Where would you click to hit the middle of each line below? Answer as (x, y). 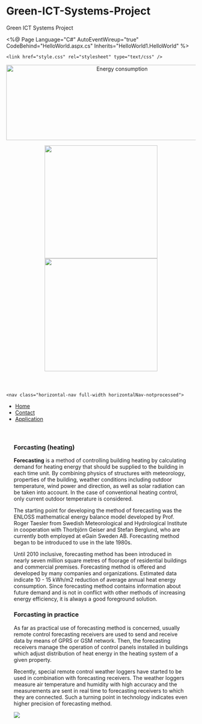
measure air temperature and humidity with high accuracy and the (96, 684)
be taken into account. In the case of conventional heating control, (96, 493)
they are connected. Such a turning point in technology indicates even (101, 697)
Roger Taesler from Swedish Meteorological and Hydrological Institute (101, 523)
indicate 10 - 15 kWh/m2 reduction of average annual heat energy (95, 580)
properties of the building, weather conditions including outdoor (93, 479)
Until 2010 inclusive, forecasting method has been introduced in (93, 554)
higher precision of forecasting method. (63, 704)
